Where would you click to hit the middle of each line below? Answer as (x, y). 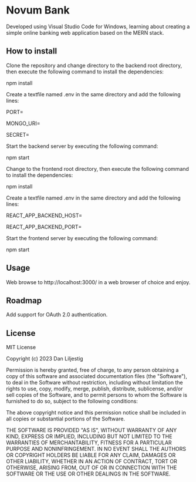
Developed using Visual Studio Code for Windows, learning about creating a (98, 26)
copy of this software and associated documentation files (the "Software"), (97, 376)
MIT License (21, 348)
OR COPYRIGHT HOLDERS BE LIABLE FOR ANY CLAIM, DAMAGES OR (91, 455)
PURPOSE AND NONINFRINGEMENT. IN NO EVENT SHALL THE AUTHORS (96, 449)
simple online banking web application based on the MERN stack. (85, 32)
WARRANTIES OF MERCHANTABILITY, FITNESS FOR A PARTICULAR (89, 443)
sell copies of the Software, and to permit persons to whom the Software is (97, 395)
